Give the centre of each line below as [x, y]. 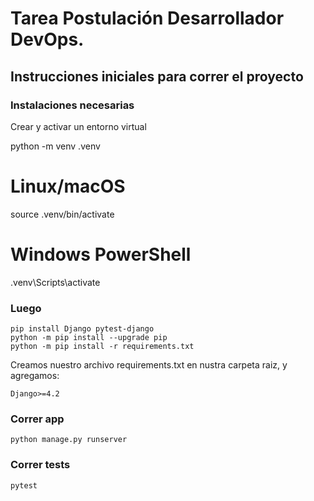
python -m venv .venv [55, 146]
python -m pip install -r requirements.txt [102, 347]
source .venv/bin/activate [62, 214]
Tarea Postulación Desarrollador [147, 18]
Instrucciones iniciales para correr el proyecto [157, 76]
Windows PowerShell [101, 254]
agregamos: [35, 376]
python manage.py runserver [69, 440]
